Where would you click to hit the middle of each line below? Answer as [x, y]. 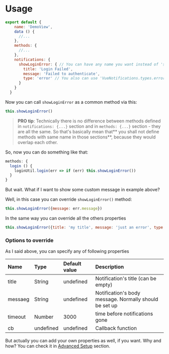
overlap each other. [38, 142]
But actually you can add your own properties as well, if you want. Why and [83, 341]
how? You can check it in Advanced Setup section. [58, 346]
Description [110, 267]
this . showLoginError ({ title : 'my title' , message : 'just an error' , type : [85, 228]
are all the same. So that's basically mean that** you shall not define [88, 131]
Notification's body [118, 293]
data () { [25, 31]
